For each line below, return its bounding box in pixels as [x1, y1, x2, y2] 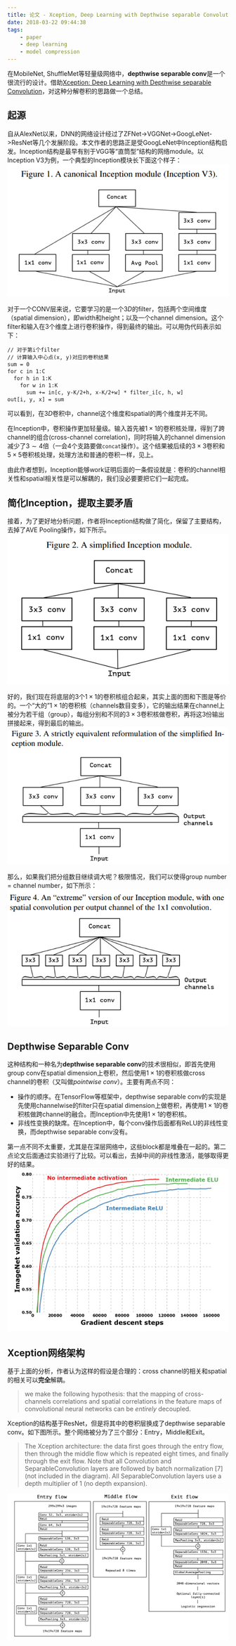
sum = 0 [7, 361, 30, 368]
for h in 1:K [13, 375, 52, 382]
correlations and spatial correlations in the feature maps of [52, 1397, 223, 1406]
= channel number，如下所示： [7, 881, 98, 889]
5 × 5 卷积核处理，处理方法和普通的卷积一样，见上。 [7, 450, 157, 459]
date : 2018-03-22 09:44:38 [7, 18, 86, 26]
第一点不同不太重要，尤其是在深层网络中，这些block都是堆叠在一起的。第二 [7, 1142, 227, 1151]
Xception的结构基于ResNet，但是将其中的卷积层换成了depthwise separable [7, 1419, 226, 1428]
